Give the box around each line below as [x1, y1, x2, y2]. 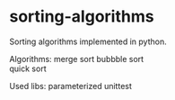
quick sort [9, 63, 47, 74]
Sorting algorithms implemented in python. [9, 36, 168, 47]
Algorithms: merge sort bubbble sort [9, 53, 144, 64]
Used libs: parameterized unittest [9, 80, 133, 91]
